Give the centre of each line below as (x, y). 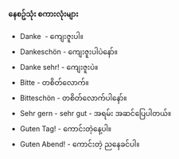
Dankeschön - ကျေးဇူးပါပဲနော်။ (68, 52)
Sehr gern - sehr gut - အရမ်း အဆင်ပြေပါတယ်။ (95, 113)
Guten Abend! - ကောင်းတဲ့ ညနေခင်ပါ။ (80, 144)
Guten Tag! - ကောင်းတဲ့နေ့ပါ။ (65, 129)
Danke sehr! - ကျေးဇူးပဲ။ (59, 67)
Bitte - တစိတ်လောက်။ (54, 82)
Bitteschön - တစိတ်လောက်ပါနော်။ (73, 98)
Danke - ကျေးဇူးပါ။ (51, 36)
